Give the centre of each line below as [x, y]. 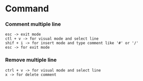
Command [27, 9]
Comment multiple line [33, 24]
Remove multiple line [31, 60]
